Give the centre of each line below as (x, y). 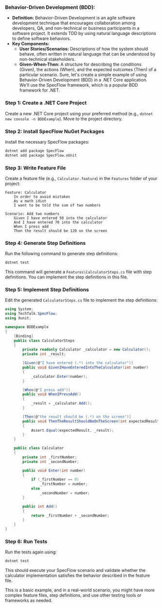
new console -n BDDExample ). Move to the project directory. (64, 119)
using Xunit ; (18, 318)
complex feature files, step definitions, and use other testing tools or (73, 595)
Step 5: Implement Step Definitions (47, 290)
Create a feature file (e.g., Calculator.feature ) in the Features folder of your (81, 178)
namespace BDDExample (27, 327)
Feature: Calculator (26, 192)
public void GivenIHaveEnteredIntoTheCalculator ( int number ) (86, 368)
